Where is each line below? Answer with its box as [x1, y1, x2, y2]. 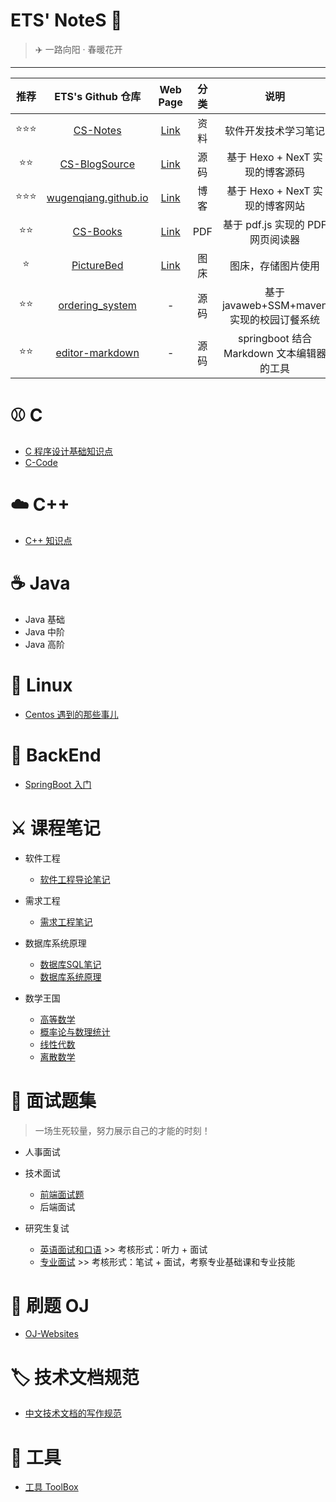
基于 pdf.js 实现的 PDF [222, 217, 328, 231]
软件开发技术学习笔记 [224, 124, 326, 138]
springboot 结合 [238, 331, 313, 345]
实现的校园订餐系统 [229, 312, 321, 326]
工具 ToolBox [24, 1481, 79, 1493]
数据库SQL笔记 [39, 958, 102, 970]
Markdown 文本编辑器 [223, 346, 327, 360]
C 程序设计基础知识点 [24, 445, 113, 457]
